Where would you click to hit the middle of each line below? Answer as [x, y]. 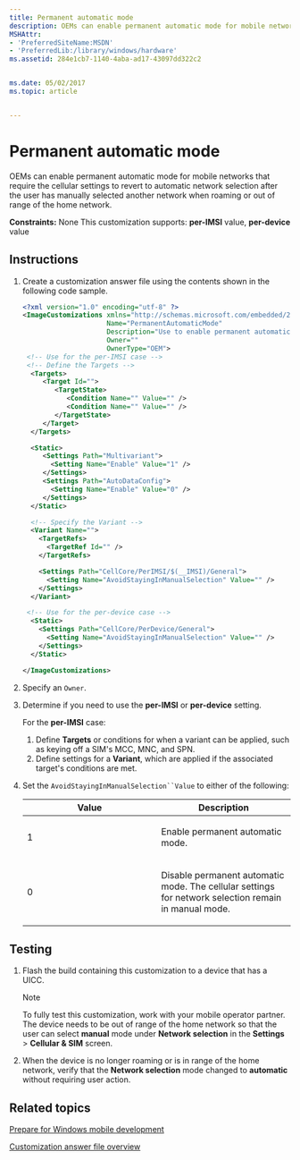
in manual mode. [195, 909]
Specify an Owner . [54, 687]
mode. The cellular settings [217, 886]
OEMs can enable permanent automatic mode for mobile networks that [140, 176]
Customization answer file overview [75, 1147]
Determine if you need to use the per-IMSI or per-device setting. [142, 705]
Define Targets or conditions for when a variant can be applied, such [162, 740]
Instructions [44, 260]
